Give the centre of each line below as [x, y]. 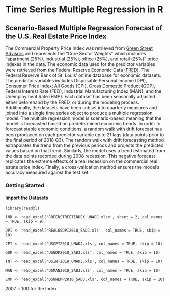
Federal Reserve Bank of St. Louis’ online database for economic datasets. [83, 75]
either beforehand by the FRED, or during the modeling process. [72, 102]
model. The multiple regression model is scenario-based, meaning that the [83, 118]
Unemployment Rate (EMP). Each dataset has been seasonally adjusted [80, 97]
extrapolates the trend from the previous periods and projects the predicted [84, 145]
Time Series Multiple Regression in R [84, 9]
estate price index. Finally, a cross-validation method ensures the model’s [82, 167]
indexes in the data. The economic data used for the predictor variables [80, 64]
